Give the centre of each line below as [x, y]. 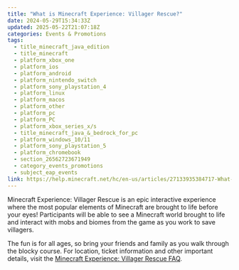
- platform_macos [39, 100]
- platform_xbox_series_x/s [55, 126]
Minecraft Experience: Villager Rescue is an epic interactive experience [112, 199]
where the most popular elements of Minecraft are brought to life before [113, 207]
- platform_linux [39, 93]
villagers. [21, 229]
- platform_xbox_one [44, 60]
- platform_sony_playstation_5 [60, 146]
